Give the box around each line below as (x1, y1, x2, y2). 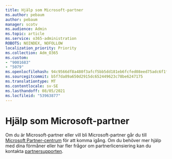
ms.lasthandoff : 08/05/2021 (5, 88, 66, 94)
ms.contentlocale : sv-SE (5, 83, 58, 88)
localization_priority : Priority (5, 46, 77, 51)
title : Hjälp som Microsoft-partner (5, 7, 83, 13)
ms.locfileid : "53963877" (5, 93, 60, 98)
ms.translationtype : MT (5, 79, 56, 84)
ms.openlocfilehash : (5, 70, 50, 75)
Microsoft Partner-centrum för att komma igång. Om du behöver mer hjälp (5, 138, 161, 144)
